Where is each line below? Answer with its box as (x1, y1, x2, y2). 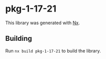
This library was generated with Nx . (5, 20, 80, 26)
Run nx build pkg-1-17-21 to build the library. (5, 47, 101, 53)
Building (5, 34, 32, 43)
